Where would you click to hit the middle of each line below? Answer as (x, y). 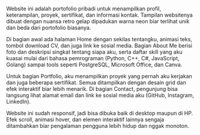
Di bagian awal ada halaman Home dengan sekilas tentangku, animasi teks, (99, 39)
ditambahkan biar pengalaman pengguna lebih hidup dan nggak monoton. (98, 126)
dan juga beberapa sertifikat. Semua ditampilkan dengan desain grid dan (96, 82)
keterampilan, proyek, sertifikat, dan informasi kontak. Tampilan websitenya (100, 15)
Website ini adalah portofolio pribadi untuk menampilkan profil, (84, 9)
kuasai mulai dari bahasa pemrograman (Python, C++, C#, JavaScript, (93, 58)
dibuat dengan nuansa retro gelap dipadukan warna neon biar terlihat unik (98, 21)
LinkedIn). (19, 102)
